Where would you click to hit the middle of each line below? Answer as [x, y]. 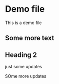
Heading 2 [21, 55]
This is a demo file [24, 23]
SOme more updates [26, 76]
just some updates [24, 67]
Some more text [30, 38]
